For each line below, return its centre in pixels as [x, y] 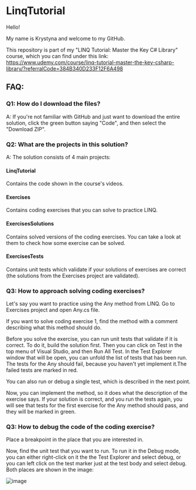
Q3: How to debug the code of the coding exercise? [80, 427]
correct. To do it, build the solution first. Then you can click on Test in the [94, 345]
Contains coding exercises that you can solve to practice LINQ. [82, 210]
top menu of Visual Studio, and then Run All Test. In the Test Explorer [89, 351]
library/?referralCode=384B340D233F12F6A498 [65, 68]
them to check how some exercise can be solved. [66, 243]
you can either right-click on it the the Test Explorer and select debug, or [94, 457]
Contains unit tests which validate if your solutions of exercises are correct [96, 269]
